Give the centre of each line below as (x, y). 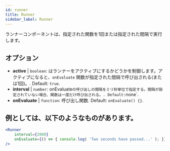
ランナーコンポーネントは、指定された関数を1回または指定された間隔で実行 (84, 34)
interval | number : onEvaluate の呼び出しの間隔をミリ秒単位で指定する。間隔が (86, 89)
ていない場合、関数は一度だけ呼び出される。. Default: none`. (81, 95)
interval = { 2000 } (32, 134)
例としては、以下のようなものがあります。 (71, 118)
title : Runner (20, 15)
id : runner (17, 10)
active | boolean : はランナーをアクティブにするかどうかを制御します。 (85, 71)
